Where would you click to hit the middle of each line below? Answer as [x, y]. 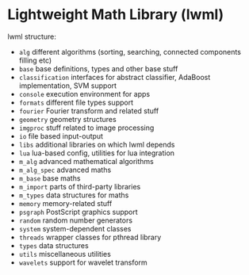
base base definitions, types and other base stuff [98, 68]
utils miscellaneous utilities [65, 254]
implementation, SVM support [67, 86]
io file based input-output [61, 136]
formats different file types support [76, 102]
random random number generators [75, 220]
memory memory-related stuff [65, 203]
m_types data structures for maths [74, 195]
